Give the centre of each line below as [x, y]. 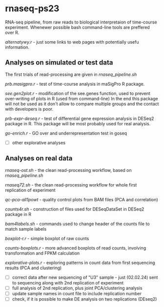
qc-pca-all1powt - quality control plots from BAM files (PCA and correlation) [82, 199]
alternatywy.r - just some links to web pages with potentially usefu [72, 42]
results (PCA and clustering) [33, 268]
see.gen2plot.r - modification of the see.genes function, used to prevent [78, 93]
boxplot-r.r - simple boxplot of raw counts [47, 238]
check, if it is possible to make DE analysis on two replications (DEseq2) [84, 299]
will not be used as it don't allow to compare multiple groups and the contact [82, 104]
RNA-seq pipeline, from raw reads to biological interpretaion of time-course [81, 22]
